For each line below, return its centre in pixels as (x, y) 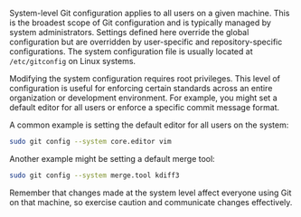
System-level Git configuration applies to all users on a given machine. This (150, 13)
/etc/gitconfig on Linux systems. (73, 61)
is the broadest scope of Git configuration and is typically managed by (140, 23)
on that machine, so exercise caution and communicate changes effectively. (151, 202)
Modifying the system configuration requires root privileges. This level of (145, 79)
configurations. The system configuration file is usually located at (131, 52)
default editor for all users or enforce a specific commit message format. (145, 107)
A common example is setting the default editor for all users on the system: (149, 125)
